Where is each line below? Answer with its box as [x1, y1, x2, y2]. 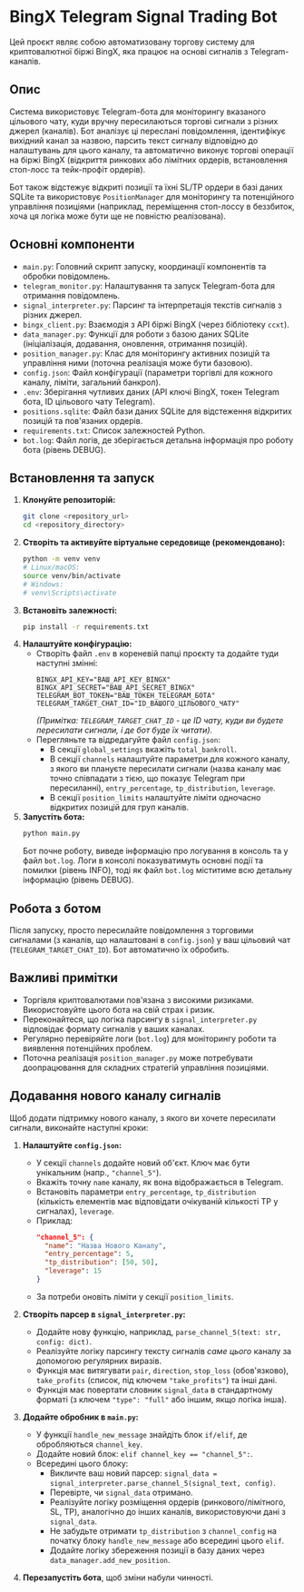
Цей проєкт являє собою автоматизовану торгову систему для [9, 36, 255, 47]
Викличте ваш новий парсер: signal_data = [49, 1468, 218, 1479]
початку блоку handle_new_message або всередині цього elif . [49, 1535, 285, 1546]
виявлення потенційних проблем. [22, 1042, 153, 1054]
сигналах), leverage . [35, 1205, 115, 1216]
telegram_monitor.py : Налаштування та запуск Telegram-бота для [22, 280, 275, 291]
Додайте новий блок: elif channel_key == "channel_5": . [35, 1448, 254, 1459]
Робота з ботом [9, 900, 102, 916]
